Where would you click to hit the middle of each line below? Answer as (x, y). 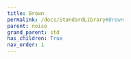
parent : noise (27, 26)
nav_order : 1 (26, 45)
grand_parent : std (33, 32)
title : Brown (26, 13)
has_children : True (35, 39)
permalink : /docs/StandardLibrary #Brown (66, 20)
